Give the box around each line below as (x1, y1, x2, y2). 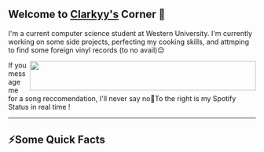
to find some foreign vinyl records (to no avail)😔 (8, 45, 165, 55)
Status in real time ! (8, 102, 71, 111)
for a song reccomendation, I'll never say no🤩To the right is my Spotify (8, 93, 236, 103)
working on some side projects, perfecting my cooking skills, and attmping (8, 37, 250, 46)
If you (8, 60, 27, 70)
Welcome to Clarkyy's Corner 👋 (8, 8, 166, 21)
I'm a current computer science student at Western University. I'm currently (8, 28, 253, 38)
